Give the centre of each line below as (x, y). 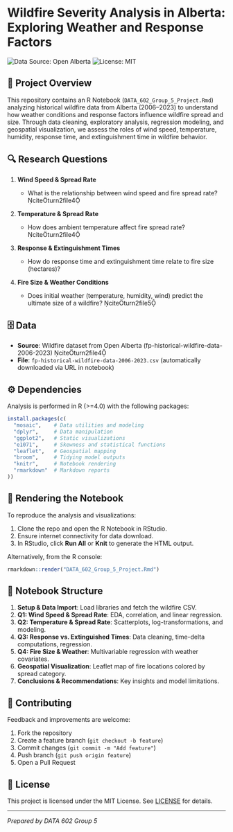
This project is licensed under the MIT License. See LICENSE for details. (110, 801)
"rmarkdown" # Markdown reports (62, 470)
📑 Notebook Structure (55, 591)
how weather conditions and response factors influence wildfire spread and (115, 114)
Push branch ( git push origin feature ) (74, 755)
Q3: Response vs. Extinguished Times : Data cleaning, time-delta (111, 637)
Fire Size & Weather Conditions (63, 282)
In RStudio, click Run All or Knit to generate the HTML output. (105, 543)
